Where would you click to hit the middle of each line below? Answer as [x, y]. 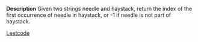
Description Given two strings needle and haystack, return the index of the [99, 9]
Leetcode [18, 33]
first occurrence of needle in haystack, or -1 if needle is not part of [89, 15]
